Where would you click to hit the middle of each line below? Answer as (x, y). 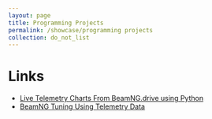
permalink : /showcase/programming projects (81, 30)
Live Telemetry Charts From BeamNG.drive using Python (111, 99)
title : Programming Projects (56, 23)
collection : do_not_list (49, 37)
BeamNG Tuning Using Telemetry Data (82, 106)
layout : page (30, 15)
